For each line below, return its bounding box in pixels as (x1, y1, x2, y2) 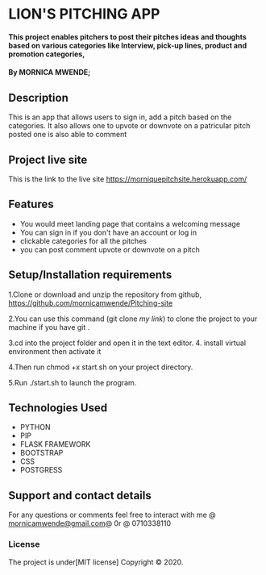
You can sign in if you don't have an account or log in (19, 227, 197, 237)
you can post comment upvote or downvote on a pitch (19, 244, 200, 254)
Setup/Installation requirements (8, 268, 172, 282)
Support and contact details (8, 489, 152, 502)
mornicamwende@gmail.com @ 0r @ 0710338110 (8, 519, 172, 528)
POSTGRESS (19, 465, 63, 475)
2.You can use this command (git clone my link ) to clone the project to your (8, 314, 258, 323)
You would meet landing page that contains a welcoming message (19, 219, 240, 228)
